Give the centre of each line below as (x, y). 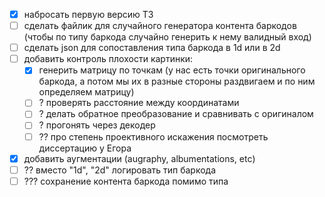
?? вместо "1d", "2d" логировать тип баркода (120, 170)
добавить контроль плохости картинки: (108, 59)
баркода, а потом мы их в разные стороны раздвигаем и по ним (177, 81)
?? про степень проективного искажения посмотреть (153, 136)
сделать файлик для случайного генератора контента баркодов (160, 26)
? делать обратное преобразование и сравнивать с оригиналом (176, 114)
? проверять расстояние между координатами (139, 103)
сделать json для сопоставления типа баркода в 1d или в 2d (152, 48)
